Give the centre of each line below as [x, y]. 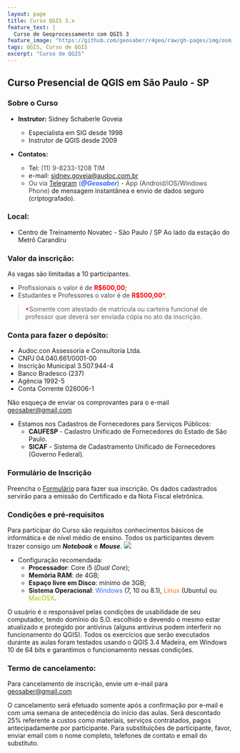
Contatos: [33, 154]
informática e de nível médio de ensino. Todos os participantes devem [111, 538]
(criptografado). [52, 198]
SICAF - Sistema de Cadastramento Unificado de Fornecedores [122, 447]
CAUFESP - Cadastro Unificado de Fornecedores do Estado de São [127, 432]
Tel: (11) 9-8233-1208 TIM [66, 168]
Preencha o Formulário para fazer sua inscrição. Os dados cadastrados [112, 488]
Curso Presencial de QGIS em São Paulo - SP [108, 83]
